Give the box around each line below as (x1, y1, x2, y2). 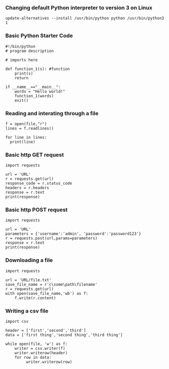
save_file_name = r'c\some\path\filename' (5, 282, 98, 287)
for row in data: (14, 355, 52, 360)
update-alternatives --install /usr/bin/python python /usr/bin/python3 (5, 16, 164, 21)
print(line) (10, 139, 36, 144)
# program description (5, 48, 54, 53)
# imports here (5, 57, 38, 63)
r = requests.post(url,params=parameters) (5, 236, 98, 241)
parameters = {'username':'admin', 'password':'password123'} (5, 231, 141, 236)
